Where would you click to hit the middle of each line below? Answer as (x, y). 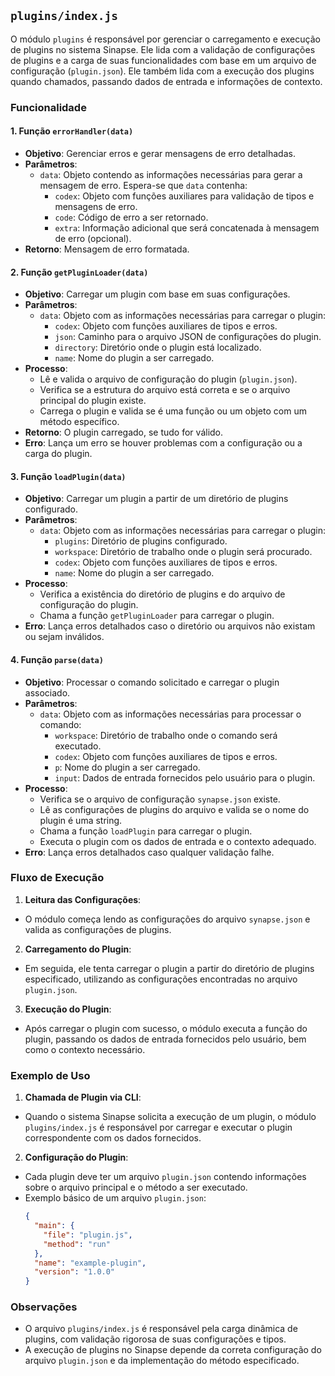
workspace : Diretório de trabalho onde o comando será (166, 735)
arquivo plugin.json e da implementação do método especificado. (162, 1361)
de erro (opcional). (93, 238)
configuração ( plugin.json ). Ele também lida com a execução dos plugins (162, 71)
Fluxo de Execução (57, 878)
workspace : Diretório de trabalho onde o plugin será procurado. (183, 552)
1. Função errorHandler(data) (72, 131)
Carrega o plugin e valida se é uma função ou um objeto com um (173, 411)
